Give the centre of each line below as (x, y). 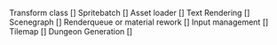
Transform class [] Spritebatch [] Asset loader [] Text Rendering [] (130, 13)
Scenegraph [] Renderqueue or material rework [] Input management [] (139, 22)
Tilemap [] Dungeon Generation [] (71, 31)
